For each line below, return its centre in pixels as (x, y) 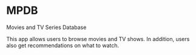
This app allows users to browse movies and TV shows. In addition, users (98, 39)
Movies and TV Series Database (46, 27)
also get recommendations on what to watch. (63, 45)
